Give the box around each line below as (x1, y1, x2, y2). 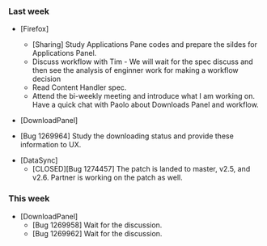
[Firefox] (19, 24, 49, 34)
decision (32, 74, 61, 84)
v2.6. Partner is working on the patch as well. (32, 172, 184, 183)
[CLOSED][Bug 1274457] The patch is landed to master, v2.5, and (32, 164, 251, 174)
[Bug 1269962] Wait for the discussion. (32, 228, 163, 238)
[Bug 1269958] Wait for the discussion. (32, 220, 163, 230)
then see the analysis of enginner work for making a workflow (32, 66, 239, 75)
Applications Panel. (32, 49, 97, 58)
